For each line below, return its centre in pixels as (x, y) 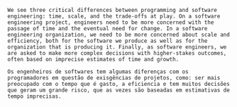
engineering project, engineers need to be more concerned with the (111, 23)
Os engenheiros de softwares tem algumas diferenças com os (98, 72)
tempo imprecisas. (34, 96)
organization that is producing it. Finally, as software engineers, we (117, 47)
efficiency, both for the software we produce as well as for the (108, 41)
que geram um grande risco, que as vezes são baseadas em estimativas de (119, 90)
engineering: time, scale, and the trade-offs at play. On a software (114, 16)
